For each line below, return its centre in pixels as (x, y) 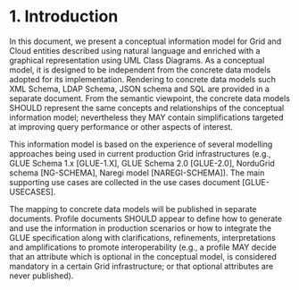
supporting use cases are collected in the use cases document (125, 182)
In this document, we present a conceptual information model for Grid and (145, 41)
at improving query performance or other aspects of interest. (121, 126)
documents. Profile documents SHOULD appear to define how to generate (146, 218)
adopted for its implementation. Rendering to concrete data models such (143, 79)
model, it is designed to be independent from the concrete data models (140, 70)
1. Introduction (64, 17)
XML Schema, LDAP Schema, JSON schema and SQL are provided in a (140, 89)
